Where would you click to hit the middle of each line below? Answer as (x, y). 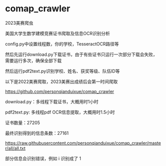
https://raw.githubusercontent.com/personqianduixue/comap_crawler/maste (83, 143)
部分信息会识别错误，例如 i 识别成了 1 (43, 158)
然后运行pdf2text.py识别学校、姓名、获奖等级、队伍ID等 (62, 71)
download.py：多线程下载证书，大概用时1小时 (52, 101)
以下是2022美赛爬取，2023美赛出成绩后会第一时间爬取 (61, 82)
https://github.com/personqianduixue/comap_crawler (60, 91)
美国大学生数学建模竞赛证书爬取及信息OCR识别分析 (57, 33)
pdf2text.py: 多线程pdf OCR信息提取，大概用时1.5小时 (60, 112)
